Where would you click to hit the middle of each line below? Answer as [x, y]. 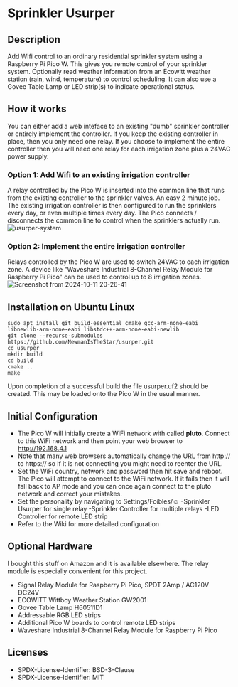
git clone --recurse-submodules [55, 336]
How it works [37, 109]
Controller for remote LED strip [63, 516]
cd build [20, 361]
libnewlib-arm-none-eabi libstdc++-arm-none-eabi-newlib [93, 330]
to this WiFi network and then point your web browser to [100, 441]
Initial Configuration [53, 416]
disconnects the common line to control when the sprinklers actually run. [114, 220]
